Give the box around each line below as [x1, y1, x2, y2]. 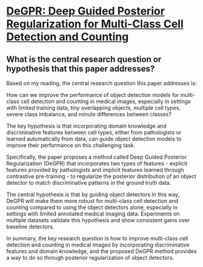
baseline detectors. [6, 223, 55, 230]
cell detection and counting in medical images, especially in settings [20, 98, 191, 105]
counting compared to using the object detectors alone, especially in [6, 204, 178, 211]
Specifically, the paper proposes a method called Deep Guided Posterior [6, 153, 187, 160]
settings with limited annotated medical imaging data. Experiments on [6, 210, 180, 217]
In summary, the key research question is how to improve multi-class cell [6, 235, 188, 242]
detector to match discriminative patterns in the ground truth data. [6, 179, 171, 186]
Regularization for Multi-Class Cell [6, 17, 184, 31]
